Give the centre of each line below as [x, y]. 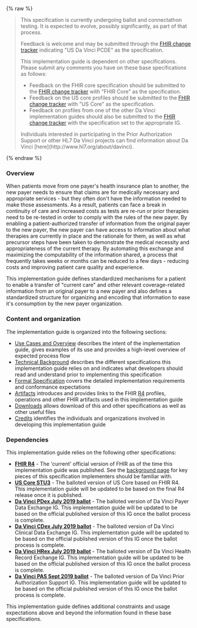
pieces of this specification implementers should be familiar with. [93, 476]
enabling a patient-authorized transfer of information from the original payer [98, 223]
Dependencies [27, 439]
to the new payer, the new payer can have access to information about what [98, 230]
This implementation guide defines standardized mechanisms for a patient [96, 279]
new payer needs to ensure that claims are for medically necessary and [93, 192]
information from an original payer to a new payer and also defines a [89, 291]
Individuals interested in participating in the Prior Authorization [96, 134]
